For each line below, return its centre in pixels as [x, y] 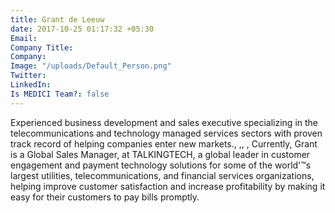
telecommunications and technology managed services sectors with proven [166, 133]
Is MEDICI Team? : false [60, 94]
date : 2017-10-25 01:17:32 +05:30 [82, 29]
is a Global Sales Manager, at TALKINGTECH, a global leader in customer [160, 154]
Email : [24, 38]
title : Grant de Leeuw [57, 19]
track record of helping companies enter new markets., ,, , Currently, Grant [164, 143]
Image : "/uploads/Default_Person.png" [91, 66]
